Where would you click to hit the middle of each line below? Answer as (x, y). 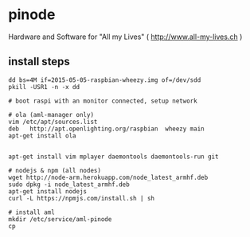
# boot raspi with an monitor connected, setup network (103, 101)
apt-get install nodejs (48, 191)
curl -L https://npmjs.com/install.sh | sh (82, 198)
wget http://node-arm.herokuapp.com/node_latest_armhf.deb (108, 177)
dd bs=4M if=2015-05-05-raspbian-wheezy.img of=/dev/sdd (105, 80)
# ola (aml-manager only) (51, 115)
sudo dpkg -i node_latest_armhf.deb (69, 185)
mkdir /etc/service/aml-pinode (60, 219)
